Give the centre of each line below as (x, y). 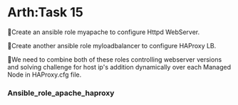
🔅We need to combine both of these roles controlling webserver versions (115, 59)
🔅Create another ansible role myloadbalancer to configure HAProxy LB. (112, 45)
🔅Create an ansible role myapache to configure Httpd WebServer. (104, 32)
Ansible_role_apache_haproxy (61, 93)
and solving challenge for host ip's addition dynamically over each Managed (119, 67)
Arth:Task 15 (45, 12)
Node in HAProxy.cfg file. (45, 74)
